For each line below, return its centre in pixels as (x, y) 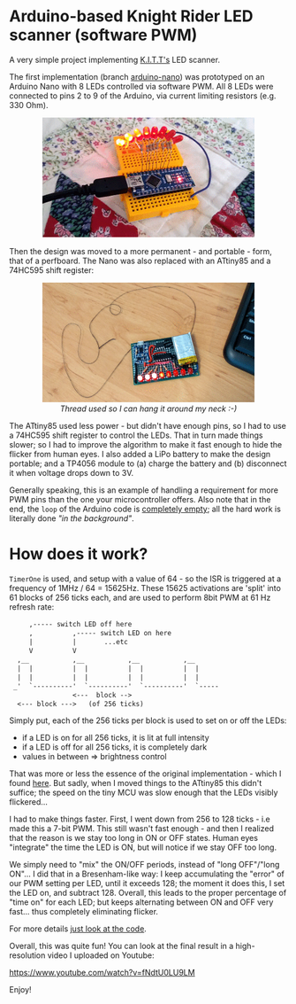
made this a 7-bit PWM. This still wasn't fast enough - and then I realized (142, 828)
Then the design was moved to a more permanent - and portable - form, (140, 251)
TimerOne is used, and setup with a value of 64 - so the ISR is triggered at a (145, 579)
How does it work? (79, 554)
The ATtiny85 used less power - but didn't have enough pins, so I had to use (148, 425)
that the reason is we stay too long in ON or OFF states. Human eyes (134, 837)
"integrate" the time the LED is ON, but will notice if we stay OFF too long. (143, 847)
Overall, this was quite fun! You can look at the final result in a (121, 946)
